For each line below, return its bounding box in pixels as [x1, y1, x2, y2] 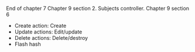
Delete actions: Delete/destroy [14, 35, 88, 41]
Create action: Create [14, 23, 67, 29]
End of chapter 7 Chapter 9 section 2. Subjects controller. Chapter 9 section [6, 5, 189, 12]
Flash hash [14, 40, 41, 47]
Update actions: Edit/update [14, 28, 83, 35]
